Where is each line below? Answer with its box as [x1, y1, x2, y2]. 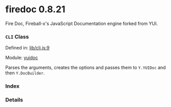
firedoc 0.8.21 [5, 4, 65, 15]
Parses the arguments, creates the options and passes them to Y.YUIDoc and [5, 65, 166, 71]
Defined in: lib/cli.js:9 [5, 45, 50, 51]
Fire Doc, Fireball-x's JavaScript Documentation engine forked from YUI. [5, 20, 158, 26]
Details [5, 96, 23, 103]
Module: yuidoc [5, 55, 38, 61]
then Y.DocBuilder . [5, 70, 45, 76]
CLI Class [5, 33, 29, 40]
